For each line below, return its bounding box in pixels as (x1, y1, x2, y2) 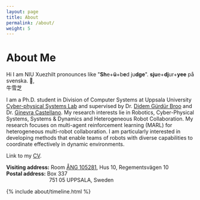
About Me (6, 51, 56, 64)
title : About (6, 14, 39, 20)
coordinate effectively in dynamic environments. (6, 141, 125, 148)
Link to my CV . (6, 152, 42, 159)
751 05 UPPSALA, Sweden (49, 177, 114, 184)
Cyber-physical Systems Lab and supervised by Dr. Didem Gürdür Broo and (6, 103, 192, 110)
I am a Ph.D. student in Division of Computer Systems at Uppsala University (6, 96, 192, 103)
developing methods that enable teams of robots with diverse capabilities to (6, 134, 193, 141)
